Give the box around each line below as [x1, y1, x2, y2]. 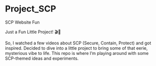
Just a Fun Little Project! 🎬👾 [5, 29, 61, 35]
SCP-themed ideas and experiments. [5, 55, 79, 61]
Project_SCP [5, 3, 56, 14]
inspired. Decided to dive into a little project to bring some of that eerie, [5, 45, 148, 51]
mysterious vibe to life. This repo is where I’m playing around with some [5, 50, 149, 56]
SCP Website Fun [5, 19, 40, 25]
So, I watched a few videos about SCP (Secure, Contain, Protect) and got [5, 40, 152, 46]
